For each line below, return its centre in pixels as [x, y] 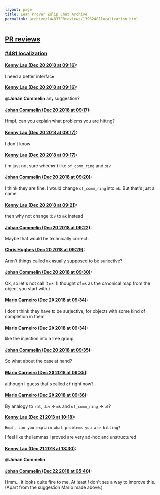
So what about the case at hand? [39, 361]
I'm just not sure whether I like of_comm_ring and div [58, 166]
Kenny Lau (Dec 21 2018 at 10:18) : [40, 417]
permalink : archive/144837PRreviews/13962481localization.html [72, 19]
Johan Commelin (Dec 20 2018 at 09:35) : [49, 350]
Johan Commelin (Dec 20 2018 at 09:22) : [49, 227]
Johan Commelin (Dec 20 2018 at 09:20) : [49, 177]
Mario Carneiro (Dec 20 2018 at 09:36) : [47, 395]
